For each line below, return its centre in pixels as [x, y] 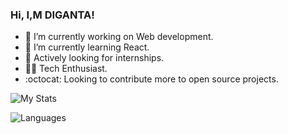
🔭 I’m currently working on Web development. [119, 37]
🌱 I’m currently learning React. [87, 47]
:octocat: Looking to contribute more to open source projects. [151, 79]
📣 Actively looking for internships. [94, 58]
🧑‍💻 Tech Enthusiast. [66, 69]
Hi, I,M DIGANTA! [52, 15]
